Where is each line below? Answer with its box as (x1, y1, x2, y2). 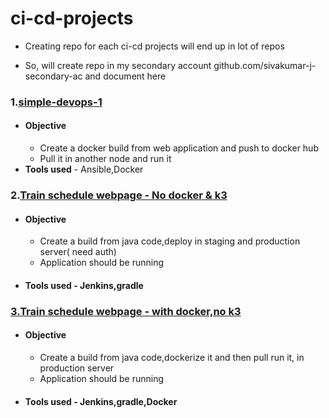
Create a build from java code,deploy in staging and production (39, 235, 301, 247)
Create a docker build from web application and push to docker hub (39, 142, 319, 154)
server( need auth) (39, 246, 117, 258)
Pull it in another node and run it (39, 153, 172, 165)
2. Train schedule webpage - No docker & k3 (10, 188, 228, 202)
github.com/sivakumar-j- (213, 59, 317, 71)
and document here (84, 70, 167, 82)
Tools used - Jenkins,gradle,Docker (24, 395, 178, 407)
